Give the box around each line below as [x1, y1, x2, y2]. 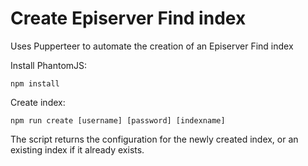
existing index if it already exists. [10, 143, 145, 156]
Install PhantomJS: [10, 59, 88, 71]
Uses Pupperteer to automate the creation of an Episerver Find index [10, 40, 294, 52]
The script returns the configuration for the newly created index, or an [10, 133, 299, 145]
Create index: [10, 96, 66, 108]
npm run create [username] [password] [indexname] [10, 115, 226, 126]
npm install [10, 78, 60, 89]
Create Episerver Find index [10, 7, 247, 30]
